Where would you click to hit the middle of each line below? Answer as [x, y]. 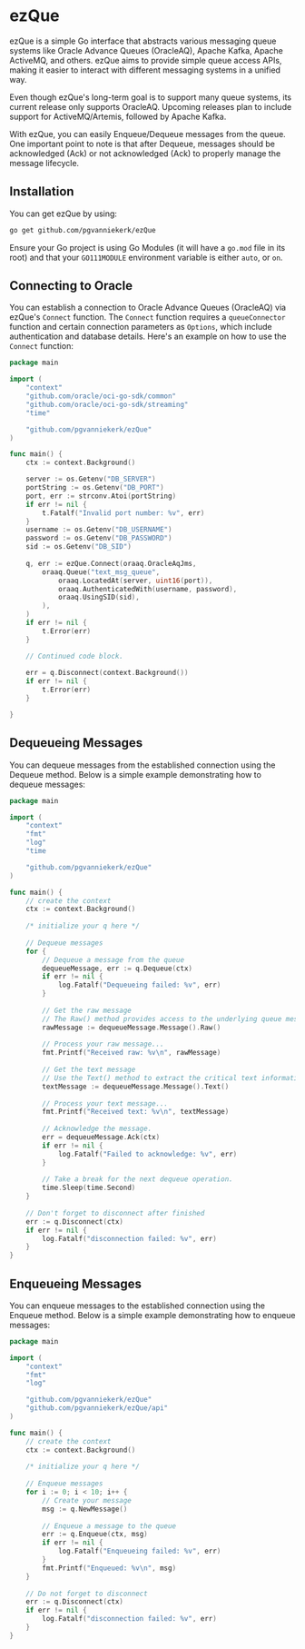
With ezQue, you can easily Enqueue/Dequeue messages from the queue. [148, 134]
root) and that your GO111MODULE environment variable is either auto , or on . [146, 257]
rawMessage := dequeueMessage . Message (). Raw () [132, 1028]
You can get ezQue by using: [64, 214]
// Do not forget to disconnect [87, 1594]
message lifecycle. [44, 163]
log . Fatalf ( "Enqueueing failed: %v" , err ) [139, 1551]
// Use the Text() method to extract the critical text [150, 1078]
